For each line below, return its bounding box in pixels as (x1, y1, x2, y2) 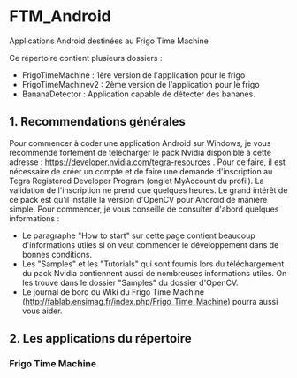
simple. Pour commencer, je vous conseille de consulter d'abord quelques (9, 204, 279, 214)
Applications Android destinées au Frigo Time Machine (9, 35, 209, 46)
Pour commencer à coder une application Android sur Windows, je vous (9, 137, 271, 148)
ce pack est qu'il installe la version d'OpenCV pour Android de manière (9, 194, 268, 204)
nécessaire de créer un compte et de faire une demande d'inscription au (9, 166, 273, 176)
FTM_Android (9, 6, 112, 27)
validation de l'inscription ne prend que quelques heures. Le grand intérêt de (9, 184, 288, 196)
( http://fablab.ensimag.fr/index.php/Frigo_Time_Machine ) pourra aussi (21, 296, 278, 306)
